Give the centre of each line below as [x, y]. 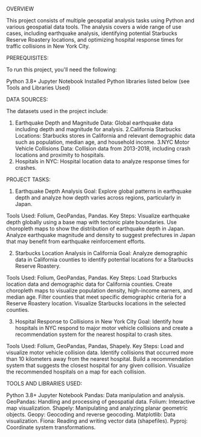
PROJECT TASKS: [29, 180]
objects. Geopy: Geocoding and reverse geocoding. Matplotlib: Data [91, 414]
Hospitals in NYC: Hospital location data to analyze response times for [102, 161]
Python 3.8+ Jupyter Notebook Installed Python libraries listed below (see [98, 81]
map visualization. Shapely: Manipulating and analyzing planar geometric [97, 408]
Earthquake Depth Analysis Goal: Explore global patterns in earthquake [103, 191]
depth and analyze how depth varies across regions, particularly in [98, 198]
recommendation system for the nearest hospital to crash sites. [94, 334]
